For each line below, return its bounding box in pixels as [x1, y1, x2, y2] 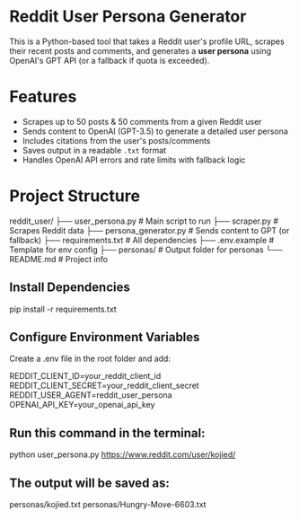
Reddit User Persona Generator [9, 6, 247, 27]
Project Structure [9, 186, 141, 207]
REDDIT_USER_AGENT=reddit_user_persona [9, 390, 172, 400]
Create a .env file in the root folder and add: [9, 353, 171, 365]
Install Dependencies [9, 280, 130, 295]
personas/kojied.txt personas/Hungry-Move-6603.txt [9, 499, 207, 510]
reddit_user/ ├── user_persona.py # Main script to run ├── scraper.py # [9, 216, 279, 226]
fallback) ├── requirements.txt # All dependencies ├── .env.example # [9, 234, 275, 245]
